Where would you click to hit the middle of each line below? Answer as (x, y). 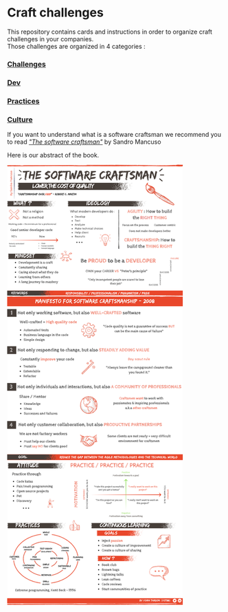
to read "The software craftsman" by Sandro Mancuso (84, 142)
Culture (20, 120)
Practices (23, 101)
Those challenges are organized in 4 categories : (76, 46)
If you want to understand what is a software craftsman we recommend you (114, 134)
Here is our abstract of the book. (53, 155)
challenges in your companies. (50, 39)
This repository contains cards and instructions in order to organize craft (110, 32)
